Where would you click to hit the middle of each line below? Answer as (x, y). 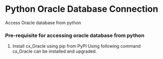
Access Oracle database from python (43, 23)
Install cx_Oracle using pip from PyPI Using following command (76, 46)
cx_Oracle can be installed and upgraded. (55, 51)
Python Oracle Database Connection (82, 9)
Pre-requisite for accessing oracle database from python (75, 35)
